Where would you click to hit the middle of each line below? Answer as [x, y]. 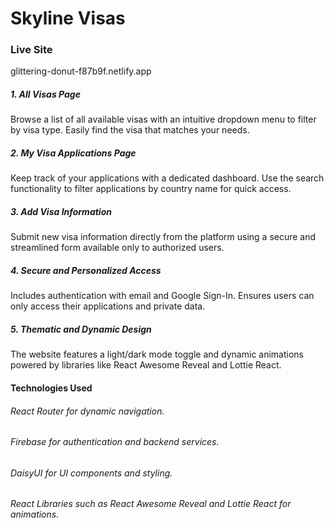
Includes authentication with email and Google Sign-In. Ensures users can [162, 296]
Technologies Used [51, 388]
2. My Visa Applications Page [73, 153]
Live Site [31, 50]
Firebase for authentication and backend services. [115, 442]
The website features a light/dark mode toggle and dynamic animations [157, 354]
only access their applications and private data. [108, 306]
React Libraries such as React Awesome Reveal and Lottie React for [151, 504]
